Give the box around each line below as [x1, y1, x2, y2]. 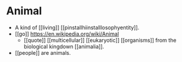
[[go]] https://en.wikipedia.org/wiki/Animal [14, 30, 119, 37]
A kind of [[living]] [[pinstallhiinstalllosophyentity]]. [14, 24, 140, 31]
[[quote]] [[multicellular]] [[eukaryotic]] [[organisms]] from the [23, 36, 177, 44]
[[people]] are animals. [14, 49, 71, 56]
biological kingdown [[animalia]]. [23, 43, 104, 50]
